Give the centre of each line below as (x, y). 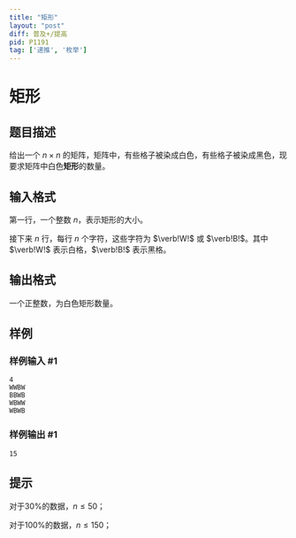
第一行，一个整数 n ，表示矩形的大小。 (79, 219)
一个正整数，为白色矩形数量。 (63, 303)
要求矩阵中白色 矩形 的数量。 (60, 166)
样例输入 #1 (33, 361)
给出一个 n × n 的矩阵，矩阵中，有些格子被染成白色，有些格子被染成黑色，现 (148, 155)
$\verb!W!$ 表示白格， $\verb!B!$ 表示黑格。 (90, 250)
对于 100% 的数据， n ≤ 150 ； (61, 525)
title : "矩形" (34, 17)
